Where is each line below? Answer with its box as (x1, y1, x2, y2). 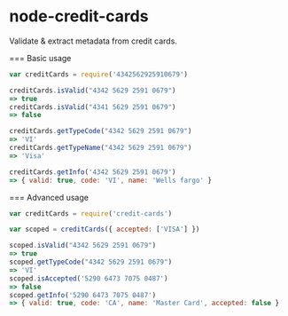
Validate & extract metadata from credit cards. (9, 36, 177, 46)
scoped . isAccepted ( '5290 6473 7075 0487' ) (9, 273, 168, 283)
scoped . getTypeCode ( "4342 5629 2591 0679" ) (9, 257, 173, 267)
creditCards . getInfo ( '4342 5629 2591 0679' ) (9, 167, 176, 177)
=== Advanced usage (9, 192, 89, 202)
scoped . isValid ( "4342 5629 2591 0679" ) (9, 241, 157, 250)
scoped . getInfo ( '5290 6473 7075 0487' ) (9, 290, 157, 299)
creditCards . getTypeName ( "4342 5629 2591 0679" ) (9, 144, 192, 153)
